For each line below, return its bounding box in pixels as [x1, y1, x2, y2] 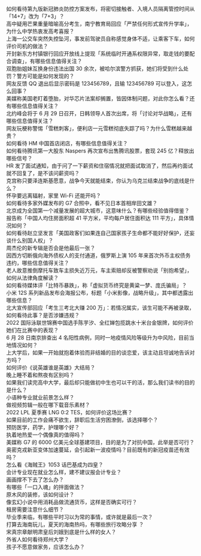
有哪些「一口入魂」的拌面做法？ [6, 484, 85, 490]
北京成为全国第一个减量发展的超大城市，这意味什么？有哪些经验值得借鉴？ [6, 207, 190, 214]
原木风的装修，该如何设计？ [6, 491, 75, 498]
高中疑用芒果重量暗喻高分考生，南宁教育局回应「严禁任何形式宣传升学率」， [6, 20, 193, 27]
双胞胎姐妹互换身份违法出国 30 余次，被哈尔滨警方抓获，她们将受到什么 [6, 65, 184, 72]
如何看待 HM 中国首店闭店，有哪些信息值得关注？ [6, 140, 128, 146]
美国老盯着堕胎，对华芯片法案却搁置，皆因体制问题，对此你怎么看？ [22, 95, 190, 102]
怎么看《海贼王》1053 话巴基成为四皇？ [6, 461, 103, 468]
